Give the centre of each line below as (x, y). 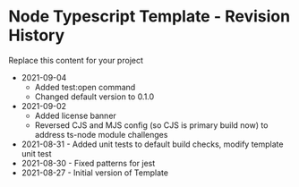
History (37, 35)
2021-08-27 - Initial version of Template (95, 173)
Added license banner (76, 115)
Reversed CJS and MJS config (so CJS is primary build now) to (151, 125)
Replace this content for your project (76, 60)
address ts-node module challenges (101, 134)
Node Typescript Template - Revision (149, 17)
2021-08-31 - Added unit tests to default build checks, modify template (152, 144)
